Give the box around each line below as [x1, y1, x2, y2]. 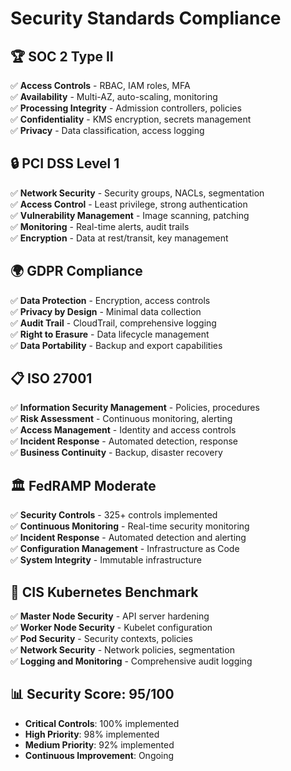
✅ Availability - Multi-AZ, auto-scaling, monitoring [10, 91, 218, 102]
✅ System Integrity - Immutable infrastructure [10, 554, 202, 566]
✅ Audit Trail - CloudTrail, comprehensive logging [10, 317, 217, 329]
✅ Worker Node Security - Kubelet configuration [10, 622, 213, 634]
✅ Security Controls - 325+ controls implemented [10, 509, 218, 521]
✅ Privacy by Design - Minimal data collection [10, 305, 202, 317]
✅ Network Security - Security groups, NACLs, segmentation [10, 187, 265, 199]
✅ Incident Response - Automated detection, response [10, 435, 238, 447]
